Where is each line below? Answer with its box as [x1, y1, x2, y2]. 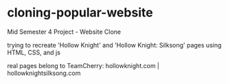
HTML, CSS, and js [7, 48, 60, 56]
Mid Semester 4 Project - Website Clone [7, 28, 122, 36]
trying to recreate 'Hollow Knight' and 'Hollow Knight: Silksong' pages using [7, 41, 222, 49]
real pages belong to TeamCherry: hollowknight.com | [7, 61, 160, 70]
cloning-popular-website [7, 5, 153, 21]
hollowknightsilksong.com [7, 69, 81, 77]
